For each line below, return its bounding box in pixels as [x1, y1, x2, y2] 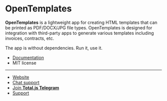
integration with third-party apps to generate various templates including [5, 30, 154, 36]
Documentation [12, 54, 44, 60]
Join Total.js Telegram [12, 85, 60, 91]
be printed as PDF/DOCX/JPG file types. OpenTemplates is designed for [5, 24, 153, 30]
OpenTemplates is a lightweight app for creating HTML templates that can [5, 19, 158, 25]
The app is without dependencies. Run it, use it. [5, 45, 103, 51]
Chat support [12, 79, 40, 85]
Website [12, 74, 30, 80]
